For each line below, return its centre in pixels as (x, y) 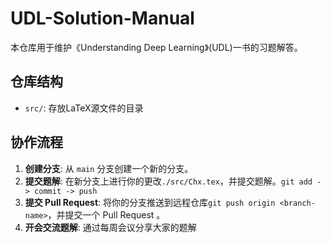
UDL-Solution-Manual (102, 18)
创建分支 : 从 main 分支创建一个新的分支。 (109, 168)
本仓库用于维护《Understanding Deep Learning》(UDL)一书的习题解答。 (156, 47)
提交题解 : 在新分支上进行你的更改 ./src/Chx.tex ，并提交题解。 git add (168, 181)
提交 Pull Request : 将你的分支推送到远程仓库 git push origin (150, 202)
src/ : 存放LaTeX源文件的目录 (84, 108)
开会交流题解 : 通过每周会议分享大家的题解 (110, 227)
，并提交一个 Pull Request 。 (106, 214)
